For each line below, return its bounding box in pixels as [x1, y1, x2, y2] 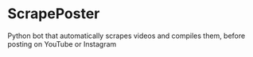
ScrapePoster [7, 5, 100, 23]
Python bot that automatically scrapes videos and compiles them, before [7, 31, 246, 40]
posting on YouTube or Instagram [7, 39, 117, 48]
